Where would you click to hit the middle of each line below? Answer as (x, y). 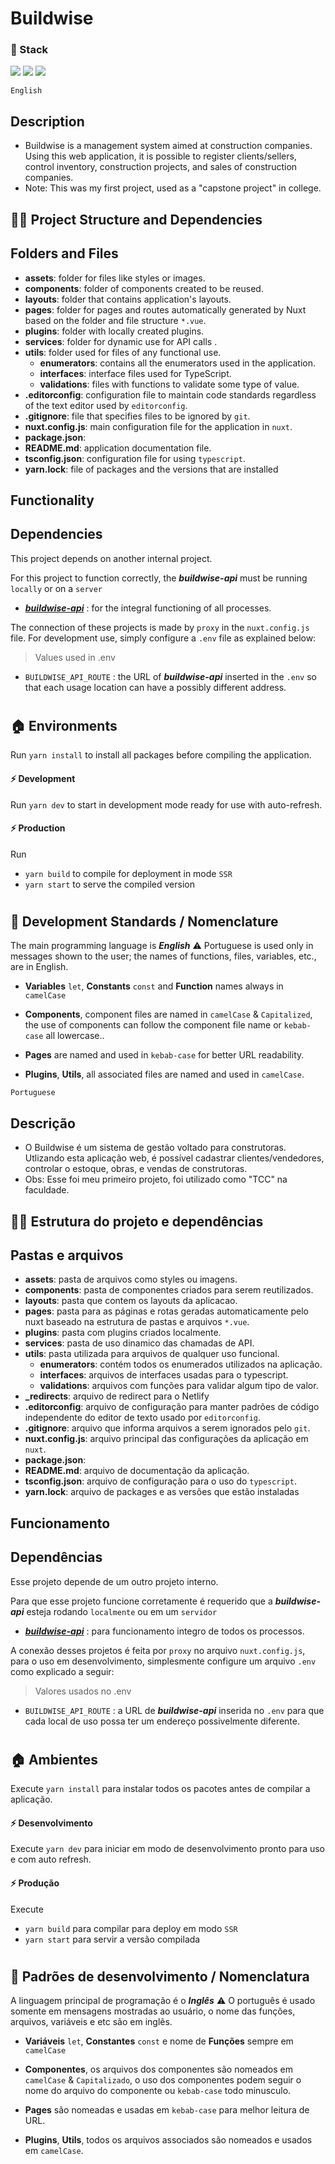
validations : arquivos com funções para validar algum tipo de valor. (179, 1386)
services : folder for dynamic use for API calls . (121, 341)
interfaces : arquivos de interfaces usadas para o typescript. (164, 1375)
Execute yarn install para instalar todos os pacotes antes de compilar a (160, 1789)
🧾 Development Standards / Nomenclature (144, 921)
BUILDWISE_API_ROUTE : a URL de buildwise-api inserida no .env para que (174, 1710)
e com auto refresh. (51, 1859)
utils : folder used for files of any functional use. (123, 352)
